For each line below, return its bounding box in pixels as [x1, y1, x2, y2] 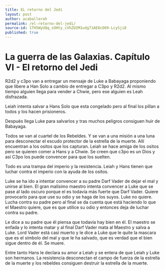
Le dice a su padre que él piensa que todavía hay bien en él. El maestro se [5, 219, 156, 225]
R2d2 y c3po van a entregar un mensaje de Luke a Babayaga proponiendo [5, 78, 156, 84]
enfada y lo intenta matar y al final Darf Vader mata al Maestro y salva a [5, 224, 150, 230]
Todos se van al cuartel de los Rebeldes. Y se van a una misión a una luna [5, 133, 155, 138]
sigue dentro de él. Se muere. [5, 240, 65, 246]
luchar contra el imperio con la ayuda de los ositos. [5, 169, 109, 174]
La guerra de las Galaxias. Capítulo [5, 51, 150, 63]
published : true [5, 30, 38, 35]
